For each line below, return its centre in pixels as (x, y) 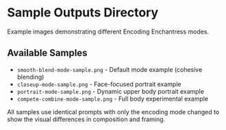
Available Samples (47, 53)
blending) (30, 77)
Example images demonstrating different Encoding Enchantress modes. (108, 31)
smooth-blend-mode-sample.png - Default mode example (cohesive (110, 69)
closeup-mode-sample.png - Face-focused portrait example (99, 84)
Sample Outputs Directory (83, 13)
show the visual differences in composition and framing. (86, 119)
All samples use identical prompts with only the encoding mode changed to (113, 112)
